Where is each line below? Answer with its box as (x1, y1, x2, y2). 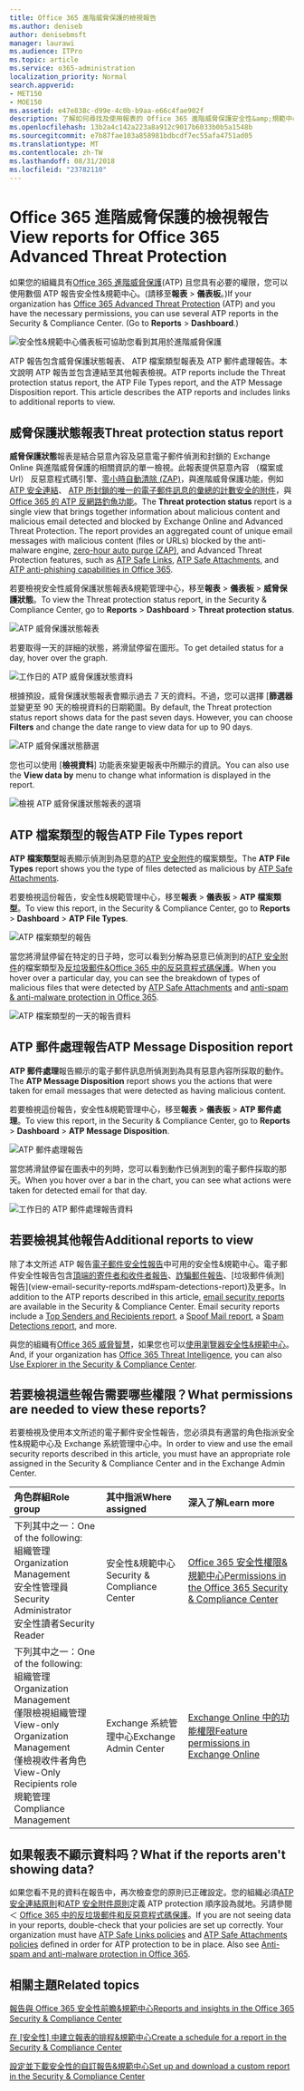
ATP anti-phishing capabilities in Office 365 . (9, 564, 174, 576)
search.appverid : (9, 81, 75, 90)
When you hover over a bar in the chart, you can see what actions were (25, 1175, 291, 1186)
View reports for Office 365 (9, 227, 220, 247)
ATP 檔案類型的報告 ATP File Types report (9, 827, 243, 843)
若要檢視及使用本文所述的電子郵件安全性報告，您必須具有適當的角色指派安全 (9, 1427, 295, 1438)
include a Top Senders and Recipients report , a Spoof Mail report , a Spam (9, 1311, 285, 1321)
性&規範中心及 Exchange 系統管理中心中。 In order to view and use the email (9, 1438, 293, 1449)
